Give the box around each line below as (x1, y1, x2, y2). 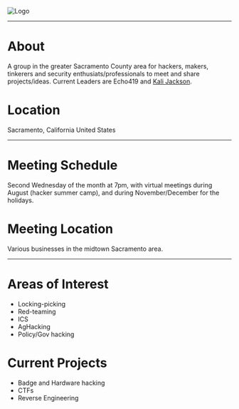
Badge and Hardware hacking (17, 378, 105, 387)
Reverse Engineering (17, 393, 79, 402)
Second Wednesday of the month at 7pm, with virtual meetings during (7, 180, 213, 189)
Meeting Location (7, 221, 114, 237)
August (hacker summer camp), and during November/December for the (7, 188, 220, 197)
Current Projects (7, 355, 107, 371)
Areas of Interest (7, 276, 109, 292)
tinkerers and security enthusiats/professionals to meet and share (7, 69, 201, 78)
